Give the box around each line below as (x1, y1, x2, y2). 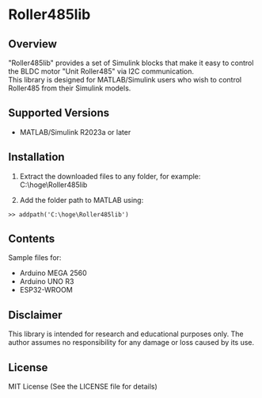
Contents (8, 232, 55, 246)
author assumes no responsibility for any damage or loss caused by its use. (8, 338, 255, 347)
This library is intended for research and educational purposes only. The (8, 329, 244, 339)
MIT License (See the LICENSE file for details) (8, 382, 158, 392)
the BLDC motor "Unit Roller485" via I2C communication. (8, 67, 195, 76)
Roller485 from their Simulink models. (8, 83, 131, 93)
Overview (8, 37, 58, 51)
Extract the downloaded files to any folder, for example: (19, 171, 201, 181)
